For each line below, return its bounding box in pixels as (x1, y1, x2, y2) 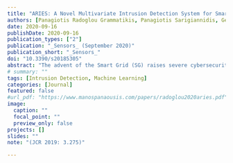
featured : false (7, 87, 54, 94)
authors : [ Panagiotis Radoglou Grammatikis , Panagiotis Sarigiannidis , (7, 17, 218, 24)
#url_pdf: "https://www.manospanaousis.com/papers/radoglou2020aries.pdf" (7, 94, 228, 101)
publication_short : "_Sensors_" (7, 49, 101, 56)
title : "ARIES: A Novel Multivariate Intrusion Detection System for (7, 10, 213, 17)
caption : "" (13, 107, 49, 114)
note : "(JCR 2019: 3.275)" (7, 139, 85, 146)
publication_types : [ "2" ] (7, 36, 82, 43)
